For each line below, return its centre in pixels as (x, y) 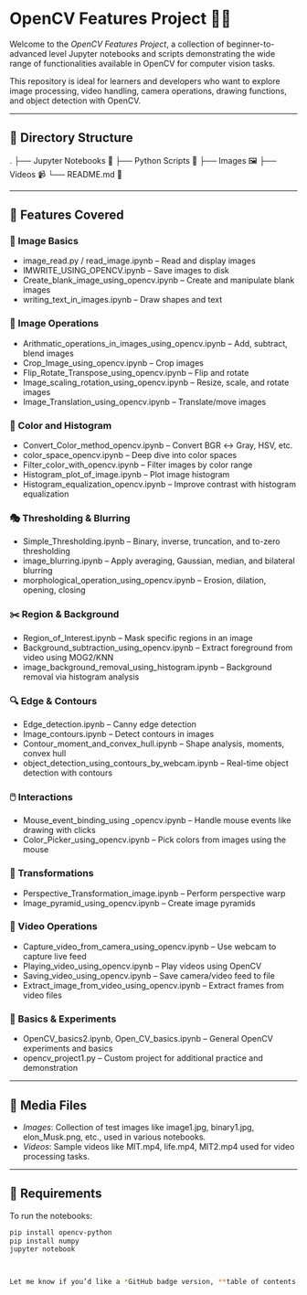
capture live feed (54, 956)
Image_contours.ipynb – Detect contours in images (118, 733)
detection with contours (67, 773)
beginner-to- (250, 44)
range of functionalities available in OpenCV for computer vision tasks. (143, 63)
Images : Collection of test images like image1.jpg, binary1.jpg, (138, 1127)
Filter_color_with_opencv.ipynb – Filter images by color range (138, 465)
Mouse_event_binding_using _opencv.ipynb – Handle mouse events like (157, 820)
